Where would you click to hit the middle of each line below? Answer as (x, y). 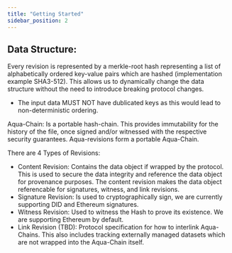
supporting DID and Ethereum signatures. (78, 205)
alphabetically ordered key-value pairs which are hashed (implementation (115, 74)
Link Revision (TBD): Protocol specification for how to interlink (108, 227)
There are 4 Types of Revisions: (54, 153)
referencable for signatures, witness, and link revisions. (98, 190)
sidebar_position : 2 (38, 21)
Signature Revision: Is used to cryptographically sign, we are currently (120, 197)
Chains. (29, 235)
